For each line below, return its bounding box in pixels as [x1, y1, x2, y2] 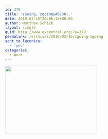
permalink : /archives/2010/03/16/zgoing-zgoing [5, 35, 104, 39]
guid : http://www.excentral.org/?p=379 [5, 30, 86, 35]
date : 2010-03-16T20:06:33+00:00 [5, 16, 73, 21]
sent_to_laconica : [5, 39, 42, 44]
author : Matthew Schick [5, 20, 54, 26]
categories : [5, 48, 29, 52]
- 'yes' [9, 43, 25, 48]
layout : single [5, 25, 36, 30]
